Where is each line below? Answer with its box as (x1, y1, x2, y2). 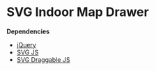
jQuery (16, 40, 36, 49)
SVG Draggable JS (16, 55, 70, 63)
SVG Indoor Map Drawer (6, 4, 149, 20)
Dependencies (6, 27, 50, 35)
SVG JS (16, 48, 39, 56)
